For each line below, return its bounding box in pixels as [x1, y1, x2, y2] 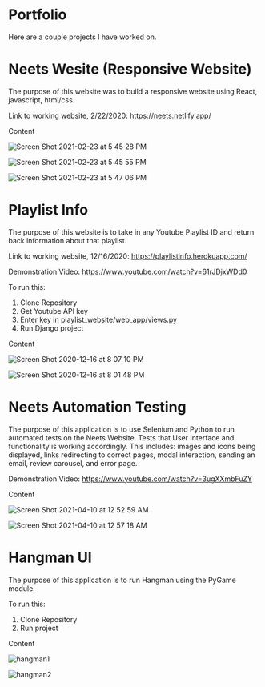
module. [8, 583, 36, 593]
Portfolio [8, 6, 67, 24]
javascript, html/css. [8, 94, 75, 105]
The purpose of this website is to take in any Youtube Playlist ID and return [8, 227, 255, 237]
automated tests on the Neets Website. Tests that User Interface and [8, 432, 235, 442]
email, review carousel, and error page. [8, 458, 138, 468]
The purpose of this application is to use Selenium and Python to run [8, 424, 235, 434]
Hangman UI [8, 548, 92, 566]
